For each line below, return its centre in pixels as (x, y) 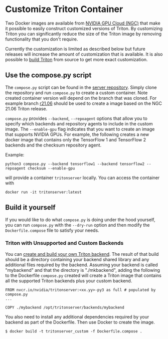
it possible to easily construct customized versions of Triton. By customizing (84, 28)
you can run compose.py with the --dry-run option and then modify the (77, 225)
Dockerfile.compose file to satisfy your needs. (52, 230)
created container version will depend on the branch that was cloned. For (81, 98)
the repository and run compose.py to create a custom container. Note (76, 93)
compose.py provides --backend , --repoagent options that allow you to (76, 118)
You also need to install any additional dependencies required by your (77, 316)
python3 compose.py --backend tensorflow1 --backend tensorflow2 (75, 164)
